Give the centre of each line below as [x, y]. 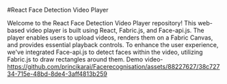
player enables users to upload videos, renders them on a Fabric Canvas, [110, 38]
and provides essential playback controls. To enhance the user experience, [113, 45]
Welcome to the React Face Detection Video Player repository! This [102, 23]
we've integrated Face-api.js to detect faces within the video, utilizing [105, 52]
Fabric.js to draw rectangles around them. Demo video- [85, 59]
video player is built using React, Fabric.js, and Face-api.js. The [116, 30]
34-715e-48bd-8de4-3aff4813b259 [57, 74]
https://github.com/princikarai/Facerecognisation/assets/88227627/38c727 [113, 67]
